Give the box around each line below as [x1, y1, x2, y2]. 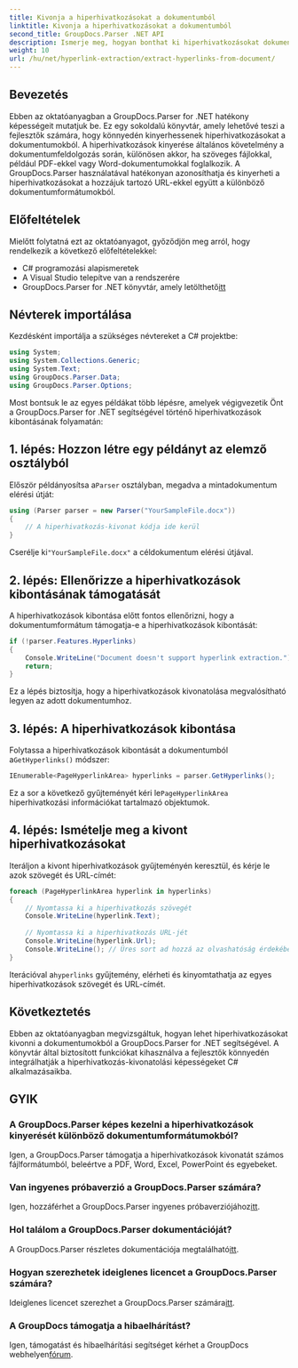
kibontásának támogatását [9, 586, 161, 601]
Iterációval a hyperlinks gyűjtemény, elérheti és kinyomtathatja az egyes [9, 969, 272, 979]
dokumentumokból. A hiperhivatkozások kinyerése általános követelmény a [9, 139, 285, 149]
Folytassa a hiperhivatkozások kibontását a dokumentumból [9, 744, 229, 756]
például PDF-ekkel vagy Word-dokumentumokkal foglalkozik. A [9, 157, 241, 169]
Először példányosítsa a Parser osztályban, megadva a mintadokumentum [9, 479, 278, 490]
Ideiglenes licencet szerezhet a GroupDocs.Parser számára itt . [9, 1298, 235, 1308]
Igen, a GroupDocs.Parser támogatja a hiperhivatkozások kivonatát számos [9, 1149, 284, 1161]
